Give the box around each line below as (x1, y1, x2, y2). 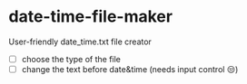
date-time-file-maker (8, 6, 173, 27)
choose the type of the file (21, 53, 122, 64)
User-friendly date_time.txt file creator (8, 36, 152, 47)
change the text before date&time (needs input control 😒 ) (21, 64, 239, 74)
